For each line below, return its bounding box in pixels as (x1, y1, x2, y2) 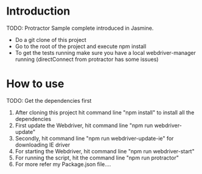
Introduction (6, 4, 71, 18)
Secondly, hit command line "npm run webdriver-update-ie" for (15, 134, 174, 142)
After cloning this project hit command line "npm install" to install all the (15, 108, 195, 116)
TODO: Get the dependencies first (6, 97, 92, 104)
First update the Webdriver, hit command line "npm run (15, 122, 153, 129)
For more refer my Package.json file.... (15, 160, 111, 168)
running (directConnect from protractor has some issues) (15, 55, 159, 63)
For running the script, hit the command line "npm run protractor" (15, 154, 179, 161)
